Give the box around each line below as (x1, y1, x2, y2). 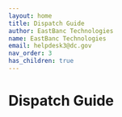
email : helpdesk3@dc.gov (8, 42, 92, 50)
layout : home (8, 11, 53, 20)
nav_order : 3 (8, 49, 53, 57)
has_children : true (8, 57, 74, 65)
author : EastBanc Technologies (8, 27, 114, 35)
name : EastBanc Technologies (8, 34, 107, 43)
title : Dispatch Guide (8, 19, 85, 27)
